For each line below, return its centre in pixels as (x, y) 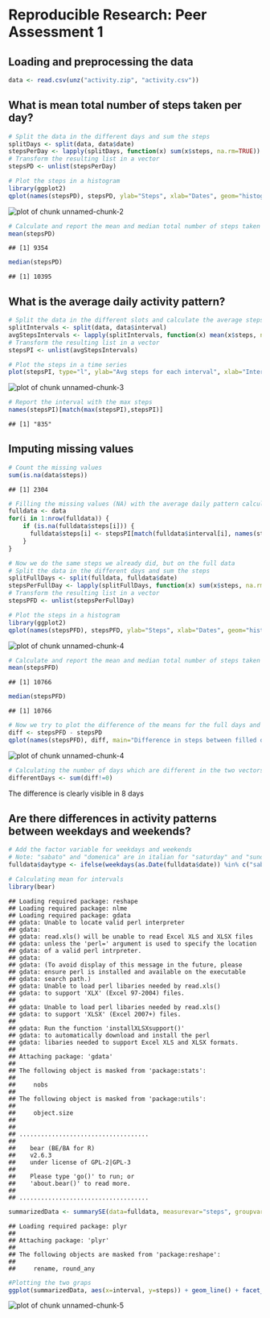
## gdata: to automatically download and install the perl (109, 1035)
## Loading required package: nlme (68, 908)
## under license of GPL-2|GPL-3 (70, 1162)
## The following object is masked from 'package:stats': (107, 1071)
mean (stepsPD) (32, 234)
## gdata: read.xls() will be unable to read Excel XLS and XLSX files (131, 937)
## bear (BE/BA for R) (51, 1148)
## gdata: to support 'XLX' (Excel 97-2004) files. (96, 993)
